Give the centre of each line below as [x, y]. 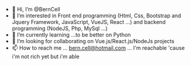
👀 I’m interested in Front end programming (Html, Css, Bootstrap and [96, 16]
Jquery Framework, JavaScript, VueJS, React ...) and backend [89, 22]
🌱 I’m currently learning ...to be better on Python [71, 35]
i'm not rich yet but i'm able [46, 56]
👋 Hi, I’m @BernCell [36, 9]
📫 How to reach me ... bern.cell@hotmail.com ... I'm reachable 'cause [98, 48]
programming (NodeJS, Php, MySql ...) [60, 28]
